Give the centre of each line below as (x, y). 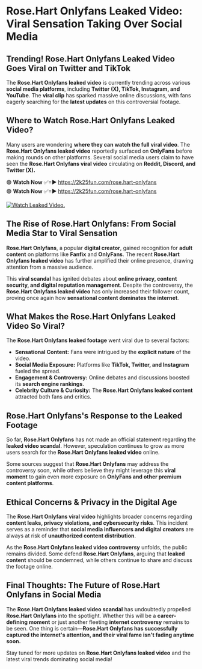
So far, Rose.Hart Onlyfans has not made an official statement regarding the (101, 439)
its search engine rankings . (49, 384)
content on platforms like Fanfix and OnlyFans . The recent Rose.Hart (93, 254)
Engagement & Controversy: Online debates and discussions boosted (102, 377)
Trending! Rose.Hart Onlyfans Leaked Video (91, 59)
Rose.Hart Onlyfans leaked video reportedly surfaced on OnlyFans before (99, 151)
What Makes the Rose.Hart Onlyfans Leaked (91, 317)
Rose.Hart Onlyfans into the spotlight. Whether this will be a (81, 616)
